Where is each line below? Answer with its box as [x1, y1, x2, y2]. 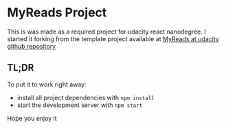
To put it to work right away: [7, 80, 87, 89]
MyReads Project [7, 5, 107, 21]
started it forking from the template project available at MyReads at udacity [7, 34, 220, 43]
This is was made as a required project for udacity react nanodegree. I [7, 27, 206, 36]
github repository [7, 42, 56, 50]
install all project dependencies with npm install [16, 93, 155, 102]
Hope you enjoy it [7, 114, 57, 122]
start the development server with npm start [16, 101, 143, 109]
